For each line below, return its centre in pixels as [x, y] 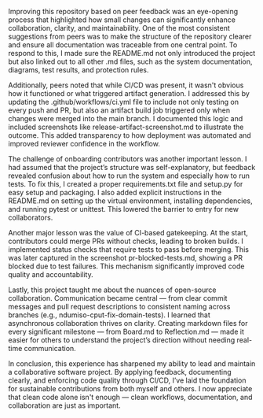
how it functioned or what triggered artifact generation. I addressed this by [129, 93]
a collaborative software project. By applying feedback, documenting [120, 372]
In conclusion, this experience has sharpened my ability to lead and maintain [132, 364]
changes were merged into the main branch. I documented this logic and [126, 118]
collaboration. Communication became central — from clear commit [118, 298]
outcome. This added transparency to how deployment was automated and [130, 135]
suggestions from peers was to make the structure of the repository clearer [130, 36]
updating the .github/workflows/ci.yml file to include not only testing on [124, 102]
